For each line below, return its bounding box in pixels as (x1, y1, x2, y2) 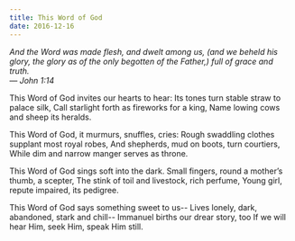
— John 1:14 (9, 75, 55, 85)
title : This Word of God (9, 13, 103, 22)
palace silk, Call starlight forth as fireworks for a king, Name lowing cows (9, 102, 281, 112)
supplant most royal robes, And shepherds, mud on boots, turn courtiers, (9, 138, 281, 149)
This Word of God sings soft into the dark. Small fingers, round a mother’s (9, 165, 283, 176)
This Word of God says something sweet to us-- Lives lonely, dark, (9, 201, 258, 212)
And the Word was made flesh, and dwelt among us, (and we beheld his (9, 46, 278, 57)
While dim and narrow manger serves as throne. (9, 147, 189, 158)
